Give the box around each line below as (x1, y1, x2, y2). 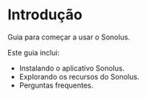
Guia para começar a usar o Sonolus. (7, 32, 130, 42)
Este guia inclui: (7, 47, 60, 57)
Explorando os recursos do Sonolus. (18, 71, 140, 81)
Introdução (7, 6, 83, 24)
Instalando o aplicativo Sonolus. (18, 63, 125, 73)
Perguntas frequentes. (18, 80, 94, 90)
